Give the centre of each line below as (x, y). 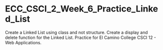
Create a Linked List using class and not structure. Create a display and (77, 32)
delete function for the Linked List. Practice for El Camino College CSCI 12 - (81, 37)
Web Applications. (23, 42)
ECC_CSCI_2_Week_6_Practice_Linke (81, 9)
